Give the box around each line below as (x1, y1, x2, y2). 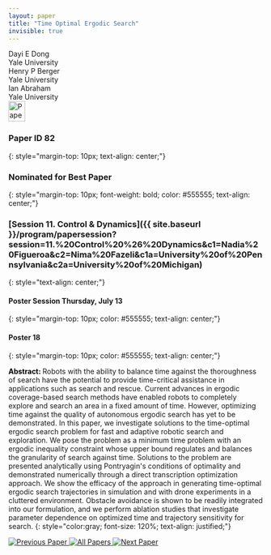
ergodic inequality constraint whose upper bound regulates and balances (8, 443, 252, 454)
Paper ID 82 (8, 133, 55, 144)
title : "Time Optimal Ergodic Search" (8, 19, 139, 28)
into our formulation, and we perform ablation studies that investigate (8, 504, 239, 514)
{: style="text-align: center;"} (8, 277, 105, 288)
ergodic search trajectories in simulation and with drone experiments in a (8, 487, 252, 497)
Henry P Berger (8, 66, 61, 76)
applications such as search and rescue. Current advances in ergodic (8, 383, 240, 393)
